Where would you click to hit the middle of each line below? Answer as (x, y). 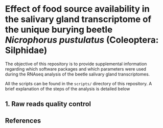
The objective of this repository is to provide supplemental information (76, 64)
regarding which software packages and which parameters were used (76, 69)
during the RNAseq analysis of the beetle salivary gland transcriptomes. (78, 74)
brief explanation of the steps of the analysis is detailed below (68, 89)
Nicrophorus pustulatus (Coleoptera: (82, 40)
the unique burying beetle (59, 30)
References (23, 120)
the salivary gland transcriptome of (78, 19)
